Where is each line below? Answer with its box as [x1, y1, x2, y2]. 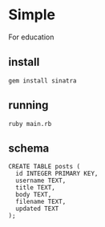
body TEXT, [15, 191, 52, 199]
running [8, 99, 49, 112]
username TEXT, [15, 176, 67, 185]
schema [8, 141, 50, 155]
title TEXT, [15, 184, 56, 192]
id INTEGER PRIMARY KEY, [15, 170, 99, 178]
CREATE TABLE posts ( [8, 163, 81, 171]
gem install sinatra [8, 76, 78, 85]
